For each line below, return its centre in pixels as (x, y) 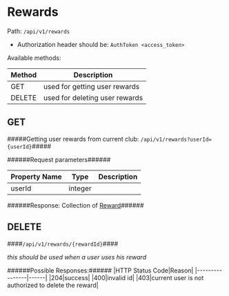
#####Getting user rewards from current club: (73, 139)
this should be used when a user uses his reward (77, 257)
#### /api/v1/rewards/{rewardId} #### (63, 244)
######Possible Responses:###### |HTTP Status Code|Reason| (100, 270)
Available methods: (34, 58)
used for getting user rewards (92, 86)
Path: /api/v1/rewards (39, 31)
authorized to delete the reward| (53, 285)
